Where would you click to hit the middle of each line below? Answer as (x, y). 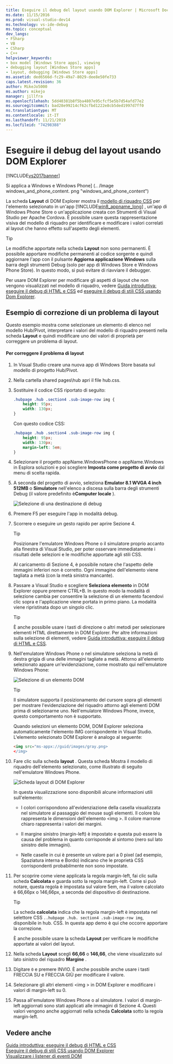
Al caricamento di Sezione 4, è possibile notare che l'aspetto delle (83, 564)
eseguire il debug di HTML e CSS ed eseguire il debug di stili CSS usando (83, 291)
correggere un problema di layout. (42, 341)
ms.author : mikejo (25, 91)
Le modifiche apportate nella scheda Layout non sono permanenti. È (78, 248)
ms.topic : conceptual (29, 29)
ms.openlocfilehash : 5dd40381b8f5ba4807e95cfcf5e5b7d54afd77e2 (75, 101)
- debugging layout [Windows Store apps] (51, 67)
